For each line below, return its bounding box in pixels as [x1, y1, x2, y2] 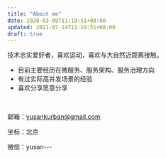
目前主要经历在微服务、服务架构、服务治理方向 [17, 65, 155, 75]
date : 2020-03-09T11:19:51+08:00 [7, 17, 106, 24]
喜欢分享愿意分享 [17, 83, 68, 93]
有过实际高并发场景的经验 [17, 75, 93, 83]
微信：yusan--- [7, 143, 52, 152]
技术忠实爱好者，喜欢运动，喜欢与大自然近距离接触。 [7, 51, 163, 59]
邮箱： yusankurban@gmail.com [7, 112, 101, 121]
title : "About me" [7, 10, 62, 18]
